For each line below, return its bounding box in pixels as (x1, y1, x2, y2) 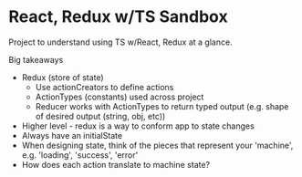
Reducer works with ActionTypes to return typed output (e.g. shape (35, 100, 289, 111)
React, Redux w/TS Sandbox (8, 6, 229, 27)
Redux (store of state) (21, 71, 104, 83)
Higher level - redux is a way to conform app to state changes (21, 120, 255, 131)
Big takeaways (8, 54, 64, 65)
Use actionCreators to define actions (35, 81, 174, 92)
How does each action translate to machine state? (21, 159, 211, 170)
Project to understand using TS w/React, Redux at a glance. (8, 36, 234, 47)
